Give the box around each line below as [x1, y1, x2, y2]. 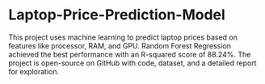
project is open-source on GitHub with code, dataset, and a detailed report [8, 58, 257, 68]
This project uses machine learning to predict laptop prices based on [8, 32, 238, 42]
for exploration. [8, 66, 60, 76]
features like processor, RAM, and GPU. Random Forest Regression [8, 40, 232, 50]
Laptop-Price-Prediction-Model [8, 6, 226, 24]
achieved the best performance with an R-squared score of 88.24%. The [8, 49, 251, 59]
